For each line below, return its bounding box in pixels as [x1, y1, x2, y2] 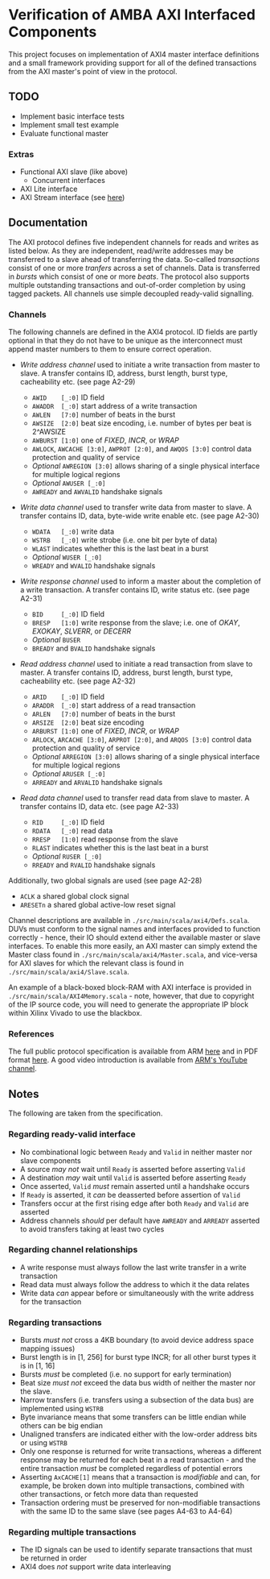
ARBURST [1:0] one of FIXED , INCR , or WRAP [31, 726, 179, 736]
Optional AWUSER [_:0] [31, 478, 106, 488]
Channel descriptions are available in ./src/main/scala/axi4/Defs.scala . [8, 916, 250, 925]
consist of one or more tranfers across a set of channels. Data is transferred [8, 263, 260, 272]
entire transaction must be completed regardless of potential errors [19, 1464, 243, 1473]
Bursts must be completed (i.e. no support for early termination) [19, 1369, 232, 1379]
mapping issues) [19, 1344, 76, 1353]
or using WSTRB [19, 1438, 68, 1448]
